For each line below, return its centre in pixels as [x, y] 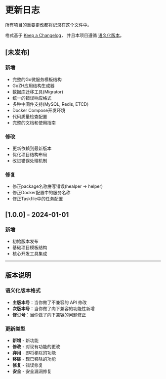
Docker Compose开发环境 [39, 110]
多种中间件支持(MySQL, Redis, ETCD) [50, 104]
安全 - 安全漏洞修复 [32, 371]
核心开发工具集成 [30, 253]
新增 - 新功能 [25, 340]
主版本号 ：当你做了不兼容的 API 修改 [50, 302]
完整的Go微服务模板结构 [37, 79]
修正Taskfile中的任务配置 [38, 199]
